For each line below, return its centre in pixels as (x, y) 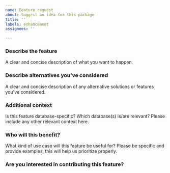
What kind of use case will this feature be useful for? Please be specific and (85, 146)
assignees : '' (20, 29)
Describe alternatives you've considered (57, 75)
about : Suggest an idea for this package (50, 15)
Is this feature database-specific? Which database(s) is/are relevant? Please (85, 116)
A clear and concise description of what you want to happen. (69, 62)
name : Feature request (29, 10)
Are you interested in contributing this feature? (65, 164)
